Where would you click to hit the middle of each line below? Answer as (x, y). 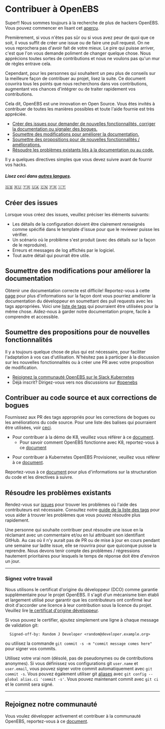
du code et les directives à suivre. (39, 477)
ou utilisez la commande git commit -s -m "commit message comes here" (79, 643)
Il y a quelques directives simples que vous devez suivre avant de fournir (79, 159)
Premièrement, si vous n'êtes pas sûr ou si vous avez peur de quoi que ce (80, 37)
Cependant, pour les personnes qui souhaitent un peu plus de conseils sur (80, 73)
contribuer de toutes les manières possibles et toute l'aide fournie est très (80, 109)
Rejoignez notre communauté (51, 704)
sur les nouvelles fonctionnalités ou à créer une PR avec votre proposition (80, 362)
